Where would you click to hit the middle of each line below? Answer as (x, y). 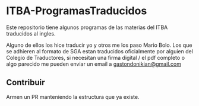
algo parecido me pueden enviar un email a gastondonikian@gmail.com (94, 64)
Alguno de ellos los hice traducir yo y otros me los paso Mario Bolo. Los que (99, 45)
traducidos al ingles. (31, 33)
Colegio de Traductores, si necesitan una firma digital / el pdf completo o (96, 57)
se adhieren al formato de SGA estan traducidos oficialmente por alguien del (99, 51)
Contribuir (26, 83)
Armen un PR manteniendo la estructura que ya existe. (73, 97)
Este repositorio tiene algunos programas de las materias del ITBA (87, 27)
